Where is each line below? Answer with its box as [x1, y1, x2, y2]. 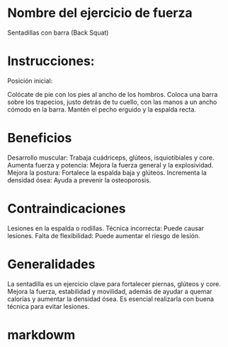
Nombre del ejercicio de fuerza [7, 5, 193, 21]
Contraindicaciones [7, 201, 126, 216]
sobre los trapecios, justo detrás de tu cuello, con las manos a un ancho [7, 98, 217, 106]
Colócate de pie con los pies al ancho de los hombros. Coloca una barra [7, 90, 218, 98]
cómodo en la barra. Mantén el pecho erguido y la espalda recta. [7, 105, 197, 114]
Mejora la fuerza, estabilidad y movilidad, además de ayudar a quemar [7, 287, 212, 295]
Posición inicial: [7, 76, 53, 85]
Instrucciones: [7, 53, 95, 69]
